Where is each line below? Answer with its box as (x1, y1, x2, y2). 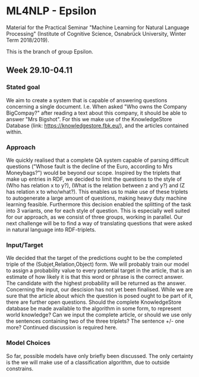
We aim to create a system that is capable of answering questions (6, 96, 168, 103)
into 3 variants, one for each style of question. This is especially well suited (6, 207, 190, 214)
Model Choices (6, 339, 50, 347)
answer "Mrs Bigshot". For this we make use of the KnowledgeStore (6, 115, 172, 122)
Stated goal (6, 83, 40, 92)
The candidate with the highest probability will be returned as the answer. (6, 279, 186, 287)
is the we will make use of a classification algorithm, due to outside (6, 359, 170, 366)
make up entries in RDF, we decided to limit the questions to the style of (6, 175, 182, 183)
